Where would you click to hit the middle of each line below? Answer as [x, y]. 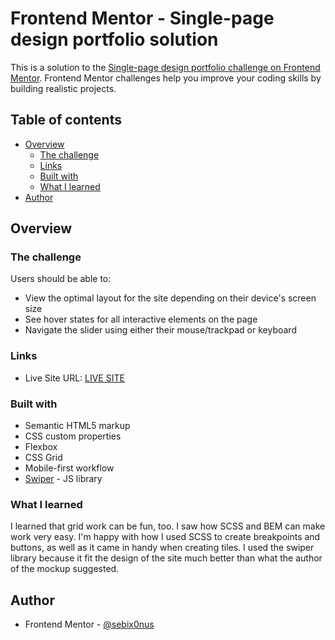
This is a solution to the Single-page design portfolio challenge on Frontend [165, 67]
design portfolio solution [114, 39]
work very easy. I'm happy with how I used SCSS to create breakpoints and [165, 537]
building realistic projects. [63, 88]
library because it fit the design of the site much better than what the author [166, 558]
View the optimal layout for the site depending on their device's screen [170, 298]
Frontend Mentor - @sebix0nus [89, 624]
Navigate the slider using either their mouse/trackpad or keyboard [160, 330]
